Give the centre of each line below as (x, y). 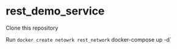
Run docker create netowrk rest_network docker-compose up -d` (88, 39)
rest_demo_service (55, 11)
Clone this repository (32, 28)
